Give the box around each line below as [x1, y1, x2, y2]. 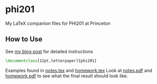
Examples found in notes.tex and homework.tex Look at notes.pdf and [5, 67, 152, 73]
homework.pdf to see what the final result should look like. [5, 72, 128, 79]
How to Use [5, 35, 43, 44]
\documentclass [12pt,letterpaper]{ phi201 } [5, 58, 97, 63]
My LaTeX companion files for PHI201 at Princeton [5, 20, 111, 26]
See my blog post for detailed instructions [5, 48, 93, 54]
